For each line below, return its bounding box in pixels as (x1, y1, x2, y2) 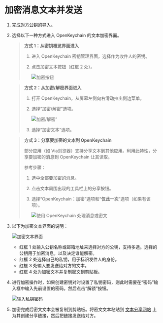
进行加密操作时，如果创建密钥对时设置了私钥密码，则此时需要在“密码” (11, 279, 154, 285)
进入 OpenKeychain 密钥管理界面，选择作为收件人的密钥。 (31, 53, 150, 59)
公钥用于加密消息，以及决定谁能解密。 (19, 250, 97, 256)
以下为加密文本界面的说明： (11, 223, 68, 229)
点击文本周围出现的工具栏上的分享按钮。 (31, 185, 114, 191)
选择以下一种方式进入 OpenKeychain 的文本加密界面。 (11, 32, 122, 38)
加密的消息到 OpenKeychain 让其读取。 (33, 154, 113, 160)
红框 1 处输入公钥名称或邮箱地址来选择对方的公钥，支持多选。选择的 (19, 244, 158, 250)
